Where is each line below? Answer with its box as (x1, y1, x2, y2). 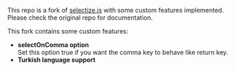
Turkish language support (17, 56, 96, 64)
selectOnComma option (17, 41, 90, 49)
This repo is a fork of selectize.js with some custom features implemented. (7, 6, 224, 14)
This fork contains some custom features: (7, 27, 128, 35)
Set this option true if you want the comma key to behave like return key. (17, 49, 229, 56)
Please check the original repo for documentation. (7, 13, 153, 22)
